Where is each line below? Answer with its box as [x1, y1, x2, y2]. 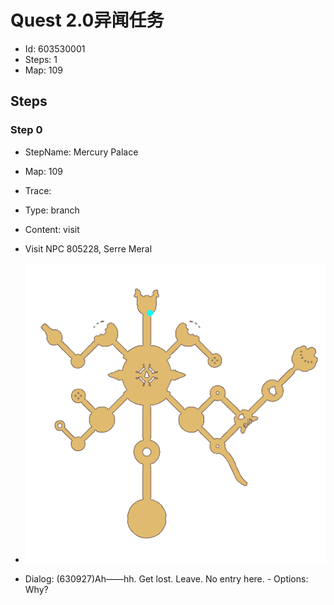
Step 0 [10, 123, 43, 137]
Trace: [24, 184, 52, 196]
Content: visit [24, 223, 80, 235]
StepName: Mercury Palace [24, 146, 139, 158]
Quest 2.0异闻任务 [10, 9, 165, 32]
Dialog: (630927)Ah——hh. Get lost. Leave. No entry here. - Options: [24, 572, 309, 585]
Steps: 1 [24, 53, 58, 65]
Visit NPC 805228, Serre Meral [24, 242, 153, 255]
